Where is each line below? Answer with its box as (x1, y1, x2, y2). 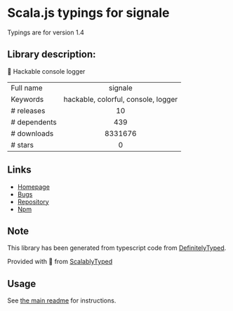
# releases (11, 105, 46, 115)
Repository (17, 197, 49, 206)
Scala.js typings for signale (7, 5, 170, 21)
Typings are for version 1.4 (7, 28, 84, 37)
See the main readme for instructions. (7, 296, 116, 305)
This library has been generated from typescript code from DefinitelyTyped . (7, 244, 227, 252)
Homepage (17, 183, 51, 191)
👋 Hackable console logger (7, 67, 86, 75)
